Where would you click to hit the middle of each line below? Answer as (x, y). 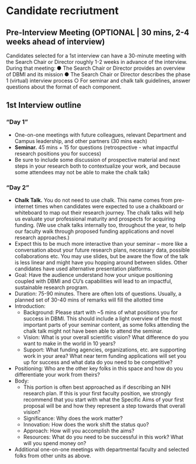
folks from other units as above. (53, 455)
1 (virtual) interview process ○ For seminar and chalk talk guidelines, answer (98, 81)
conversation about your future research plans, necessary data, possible (102, 250)
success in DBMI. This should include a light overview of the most (103, 319)
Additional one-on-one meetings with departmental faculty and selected (102, 449)
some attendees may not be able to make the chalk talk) (82, 172)
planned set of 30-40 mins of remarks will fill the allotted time (89, 300)
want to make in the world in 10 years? (69, 343)
